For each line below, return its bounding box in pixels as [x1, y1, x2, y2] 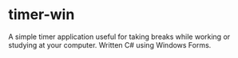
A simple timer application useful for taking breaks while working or [8, 32, 231, 41]
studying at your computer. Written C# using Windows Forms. [8, 40, 212, 49]
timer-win [8, 6, 75, 24]
